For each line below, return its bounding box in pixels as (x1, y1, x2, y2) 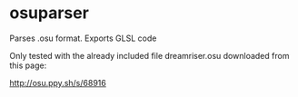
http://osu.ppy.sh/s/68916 (9, 77, 106, 88)
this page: (9, 60, 47, 71)
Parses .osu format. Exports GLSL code (9, 33, 157, 44)
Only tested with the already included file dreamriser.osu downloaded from (9, 50, 290, 61)
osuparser (9, 3, 89, 24)
